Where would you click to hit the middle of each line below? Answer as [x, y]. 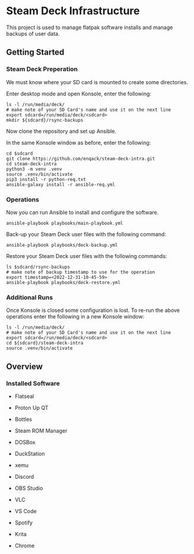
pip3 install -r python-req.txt [46, 179]
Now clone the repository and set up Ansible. [61, 131]
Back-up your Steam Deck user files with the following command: [86, 234]
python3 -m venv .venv [34, 169]
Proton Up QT [31, 407]
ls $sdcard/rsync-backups [38, 267]
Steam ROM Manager [41, 431]
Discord [24, 476]
